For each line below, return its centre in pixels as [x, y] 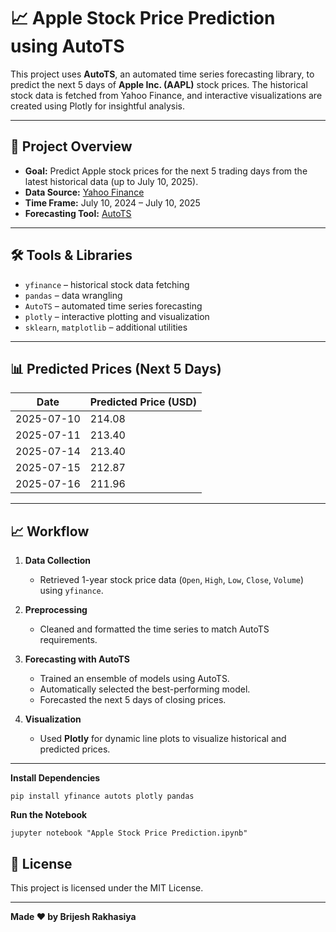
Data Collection [58, 561]
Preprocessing [56, 610]
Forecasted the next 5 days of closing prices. [133, 700]
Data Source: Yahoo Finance [84, 192]
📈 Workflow [50, 531]
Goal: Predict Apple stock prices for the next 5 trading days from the [166, 171]
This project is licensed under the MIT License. [107, 888]
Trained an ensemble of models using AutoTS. [134, 679]
